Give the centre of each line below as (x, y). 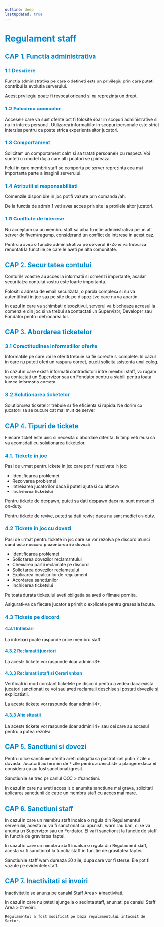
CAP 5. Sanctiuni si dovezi (46, 747)
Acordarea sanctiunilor (35, 580)
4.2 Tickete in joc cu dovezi (38, 528)
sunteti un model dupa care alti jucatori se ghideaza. (58, 158)
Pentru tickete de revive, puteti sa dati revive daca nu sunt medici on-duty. (80, 516)
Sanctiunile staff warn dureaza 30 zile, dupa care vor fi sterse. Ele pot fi (77, 860)
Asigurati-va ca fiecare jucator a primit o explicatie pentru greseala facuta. (80, 604)
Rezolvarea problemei (34, 481)
